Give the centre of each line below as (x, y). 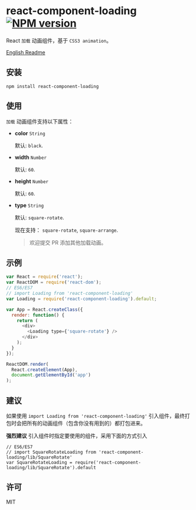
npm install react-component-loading (53, 86)
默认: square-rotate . (39, 217)
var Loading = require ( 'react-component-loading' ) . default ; (82, 299)
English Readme (26, 52)
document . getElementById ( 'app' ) (51, 375)
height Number (32, 181)
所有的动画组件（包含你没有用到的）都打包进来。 (86, 423)
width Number (31, 157)
